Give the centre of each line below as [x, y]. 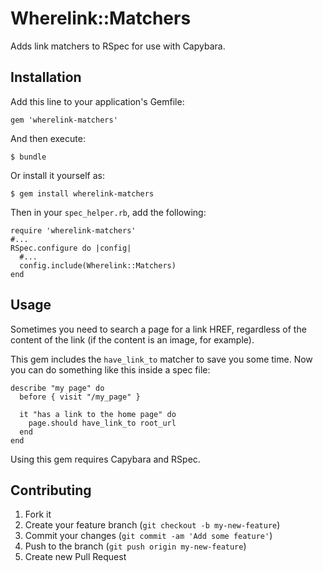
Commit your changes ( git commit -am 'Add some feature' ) [148, 536]
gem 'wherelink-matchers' [64, 120]
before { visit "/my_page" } [80, 397]
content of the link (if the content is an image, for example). [132, 339]
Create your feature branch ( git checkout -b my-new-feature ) [152, 525]
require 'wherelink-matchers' [73, 230]
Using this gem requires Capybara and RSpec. [105, 459]
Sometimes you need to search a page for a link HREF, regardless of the [158, 329]
